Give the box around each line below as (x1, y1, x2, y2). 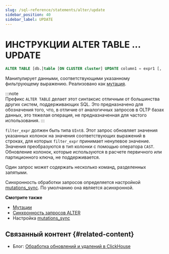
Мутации (12, 204, 32, 210)
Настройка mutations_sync (12, 215, 70, 221)
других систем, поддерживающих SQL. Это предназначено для (5, 101, 143, 107)
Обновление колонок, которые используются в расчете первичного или (5, 149, 162, 155)
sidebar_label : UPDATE (5, 17, 53, 22)
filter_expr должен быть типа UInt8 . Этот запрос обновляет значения (5, 127, 158, 133)
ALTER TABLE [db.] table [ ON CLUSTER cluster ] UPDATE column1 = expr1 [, (5, 66, 162, 71)
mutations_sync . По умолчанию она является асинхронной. (5, 185, 134, 191)
